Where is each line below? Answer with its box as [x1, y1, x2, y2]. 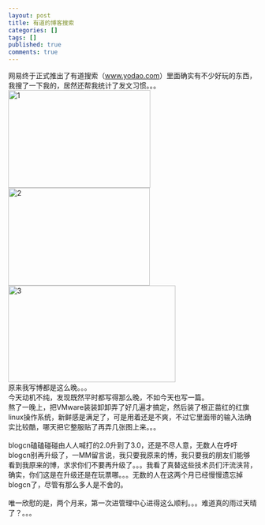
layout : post [8, 11, 51, 20]
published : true [8, 41, 62, 49]
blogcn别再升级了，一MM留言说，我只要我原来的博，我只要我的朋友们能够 [8, 451, 251, 459]
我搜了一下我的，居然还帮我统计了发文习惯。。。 [8, 81, 160, 90]
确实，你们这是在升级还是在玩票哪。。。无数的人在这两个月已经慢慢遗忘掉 [8, 471, 243, 479]
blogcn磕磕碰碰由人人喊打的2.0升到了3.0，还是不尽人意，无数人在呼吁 [8, 441, 238, 450]
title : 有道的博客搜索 [8, 19, 75, 27]
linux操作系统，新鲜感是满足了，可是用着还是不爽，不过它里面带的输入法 [8, 412, 244, 422]
